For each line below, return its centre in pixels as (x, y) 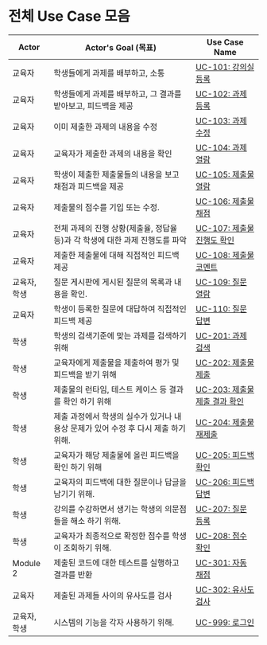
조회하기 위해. (87, 548)
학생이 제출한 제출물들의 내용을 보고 (117, 174)
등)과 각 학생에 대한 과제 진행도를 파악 (120, 240)
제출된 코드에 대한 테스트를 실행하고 (117, 562)
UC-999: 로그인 (225, 622)
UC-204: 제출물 (225, 422)
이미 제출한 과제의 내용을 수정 (105, 127)
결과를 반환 (73, 574)
